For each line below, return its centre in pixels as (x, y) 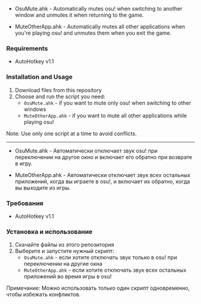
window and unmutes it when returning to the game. (79, 15)
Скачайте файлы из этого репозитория (65, 245)
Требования (25, 203)
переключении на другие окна (63, 264)
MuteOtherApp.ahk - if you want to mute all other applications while (105, 115)
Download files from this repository (58, 90)
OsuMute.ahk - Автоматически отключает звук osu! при (86, 151)
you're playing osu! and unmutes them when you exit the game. (93, 33)
